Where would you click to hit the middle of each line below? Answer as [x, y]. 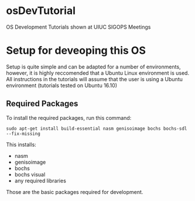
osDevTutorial [41, 11]
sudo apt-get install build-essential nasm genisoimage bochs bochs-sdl [97, 129]
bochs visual [30, 174]
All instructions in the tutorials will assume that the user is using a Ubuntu [95, 79]
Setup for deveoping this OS [76, 51]
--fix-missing [23, 134]
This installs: [21, 144]
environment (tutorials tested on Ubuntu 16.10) [61, 85]
